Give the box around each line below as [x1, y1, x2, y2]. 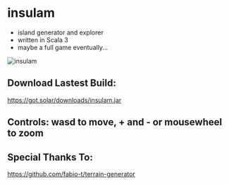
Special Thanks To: [7, 151, 93, 163]
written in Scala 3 [17, 35, 68, 44]
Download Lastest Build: [7, 77, 116, 89]
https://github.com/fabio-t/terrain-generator [7, 170, 135, 178]
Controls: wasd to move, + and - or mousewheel [7, 116, 223, 128]
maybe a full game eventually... [17, 43, 108, 51]
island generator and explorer [17, 28, 104, 37]
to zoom [7, 127, 44, 139]
